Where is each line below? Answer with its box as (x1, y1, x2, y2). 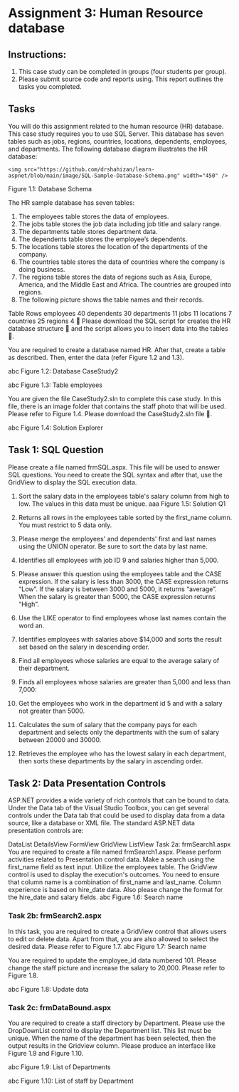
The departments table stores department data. (18, 227, 158, 235)
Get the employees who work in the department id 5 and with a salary (18, 699, 223, 707)
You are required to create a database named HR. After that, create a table (8, 345, 226, 354)
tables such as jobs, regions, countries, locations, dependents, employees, (8, 137, 227, 145)
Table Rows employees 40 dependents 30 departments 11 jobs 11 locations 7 (8, 309, 233, 317)
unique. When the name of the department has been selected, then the (8, 1034, 216, 1043)
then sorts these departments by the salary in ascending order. (18, 756, 203, 765)
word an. (18, 621, 45, 630)
